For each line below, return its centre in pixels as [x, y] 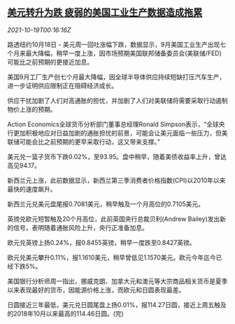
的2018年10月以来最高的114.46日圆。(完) [66, 313]
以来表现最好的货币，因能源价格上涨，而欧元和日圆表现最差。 [96, 290]
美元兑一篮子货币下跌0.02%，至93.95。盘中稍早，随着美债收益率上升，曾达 [117, 156]
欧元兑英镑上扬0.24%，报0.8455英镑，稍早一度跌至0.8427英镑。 [101, 242]
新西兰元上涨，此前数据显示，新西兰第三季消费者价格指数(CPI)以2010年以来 [116, 180]
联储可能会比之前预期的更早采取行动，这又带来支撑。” [84, 142]
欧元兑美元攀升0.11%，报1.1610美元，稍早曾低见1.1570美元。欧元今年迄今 [112, 257]
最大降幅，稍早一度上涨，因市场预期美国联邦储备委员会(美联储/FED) [124, 53]
